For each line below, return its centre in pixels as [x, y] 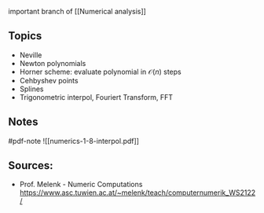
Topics [25, 36]
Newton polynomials [53, 63]
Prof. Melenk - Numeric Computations [81, 185]
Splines [31, 89]
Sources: [31, 165]
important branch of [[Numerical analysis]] [77, 11]
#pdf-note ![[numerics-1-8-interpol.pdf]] [74, 141]
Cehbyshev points [49, 80]
